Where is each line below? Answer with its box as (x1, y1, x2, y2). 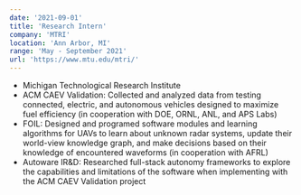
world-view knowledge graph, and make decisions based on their (22, 137, 267, 148)
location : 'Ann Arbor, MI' (9, 38, 111, 48)
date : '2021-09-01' (9, 13, 83, 23)
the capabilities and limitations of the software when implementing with (22, 166, 288, 177)
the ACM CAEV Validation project (22, 176, 146, 186)
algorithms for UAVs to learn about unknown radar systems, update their (22, 128, 292, 138)
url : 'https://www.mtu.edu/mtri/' (9, 55, 140, 64)
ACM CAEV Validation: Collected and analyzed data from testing (22, 89, 262, 100)
